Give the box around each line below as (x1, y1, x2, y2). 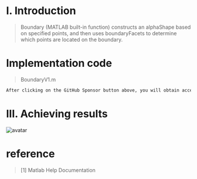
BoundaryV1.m (20, 76, 56, 83)
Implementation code (6, 57, 113, 70)
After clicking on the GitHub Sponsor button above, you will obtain (6, 87, 180, 93)
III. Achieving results (6, 107, 108, 120)
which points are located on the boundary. (20, 36, 123, 43)
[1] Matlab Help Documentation (20, 166, 96, 174)
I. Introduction (6, 4, 76, 18)
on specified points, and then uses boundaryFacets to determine (20, 29, 177, 36)
